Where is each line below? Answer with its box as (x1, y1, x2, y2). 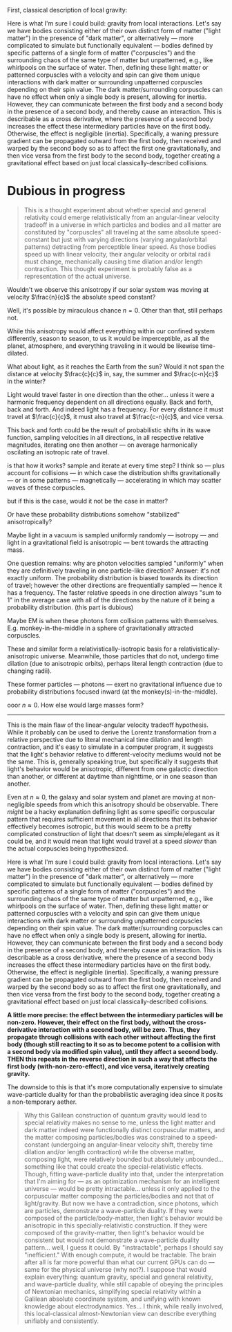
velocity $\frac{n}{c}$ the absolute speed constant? (7, 293, 156, 301)
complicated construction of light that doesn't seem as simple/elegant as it (7, 829, 220, 838)
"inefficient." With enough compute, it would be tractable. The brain (23, 1250, 217, 1259)
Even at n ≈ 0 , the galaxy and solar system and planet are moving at (7, 793, 201, 801)
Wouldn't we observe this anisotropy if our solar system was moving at (7, 285, 209, 293)
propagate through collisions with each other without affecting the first (7, 1033, 216, 1041)
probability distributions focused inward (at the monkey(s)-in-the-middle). (7, 687, 217, 696)
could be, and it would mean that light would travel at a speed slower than (7, 837, 217, 845)
